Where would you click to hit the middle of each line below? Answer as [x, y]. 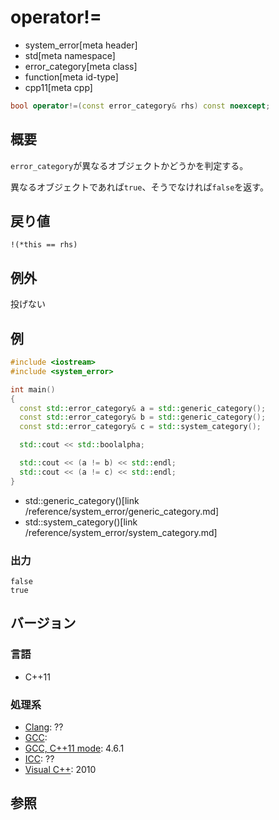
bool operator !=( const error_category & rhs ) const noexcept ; [140, 106]
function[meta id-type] [71, 77]
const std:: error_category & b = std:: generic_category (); [143, 417]
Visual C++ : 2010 [60, 769]
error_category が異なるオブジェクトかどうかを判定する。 [129, 165]
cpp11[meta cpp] [58, 87]
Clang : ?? [44, 727]
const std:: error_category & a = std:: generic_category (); [143, 408]
